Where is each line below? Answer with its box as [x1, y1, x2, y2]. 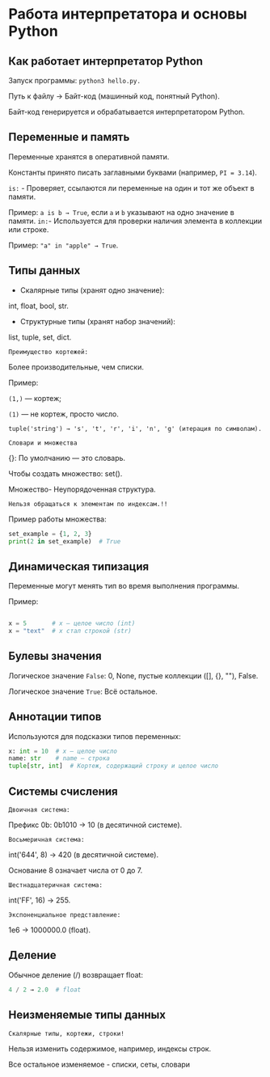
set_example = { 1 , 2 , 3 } [8, 530, 92, 538]
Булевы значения [8, 649, 103, 663]
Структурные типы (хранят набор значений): [19, 316, 176, 326]
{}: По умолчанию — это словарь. [8, 453, 126, 462]
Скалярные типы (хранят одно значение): [19, 285, 165, 295]
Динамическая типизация [8, 560, 150, 573]
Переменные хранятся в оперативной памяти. [8, 151, 170, 162]
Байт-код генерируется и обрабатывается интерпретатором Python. [8, 107, 245, 116]
